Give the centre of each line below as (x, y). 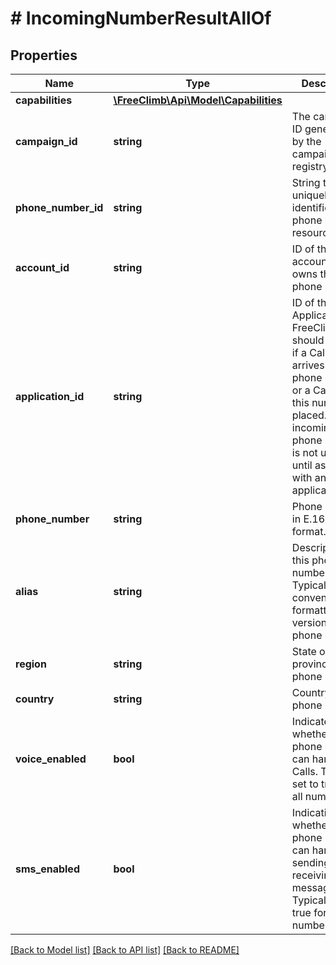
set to (305, 784)
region (31, 664)
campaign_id (46, 141)
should (308, 340)
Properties (44, 55)
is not (304, 452)
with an (309, 477)
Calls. (304, 771)
